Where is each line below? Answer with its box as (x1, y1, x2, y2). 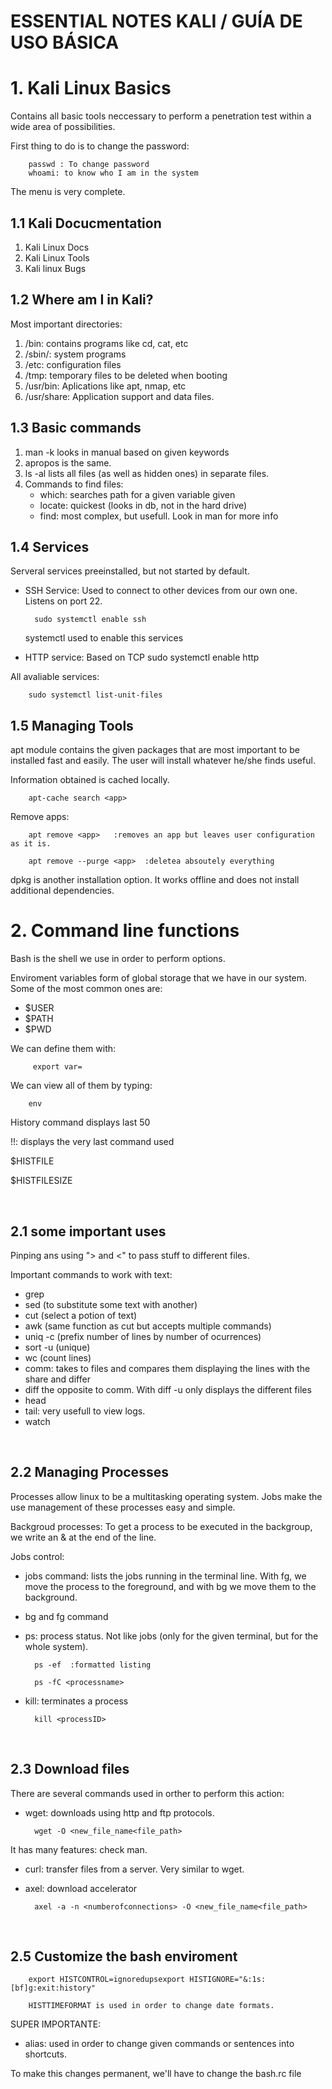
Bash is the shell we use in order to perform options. (10, 953, 226, 965)
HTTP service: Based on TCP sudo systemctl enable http (24, 651, 260, 664)
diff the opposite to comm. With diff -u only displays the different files (24, 1383, 312, 1395)
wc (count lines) (24, 1351, 92, 1364)
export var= (32, 1062, 83, 1072)
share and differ (24, 1373, 91, 1385)
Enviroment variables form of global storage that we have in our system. (10, 972, 308, 984)
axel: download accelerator (24, 1882, 138, 1894)
